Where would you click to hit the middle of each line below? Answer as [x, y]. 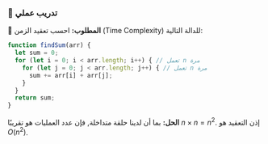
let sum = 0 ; [37, 53]
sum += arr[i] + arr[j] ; [71, 75]
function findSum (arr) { [49, 45]
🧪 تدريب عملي [33, 13]
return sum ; [35, 98]
